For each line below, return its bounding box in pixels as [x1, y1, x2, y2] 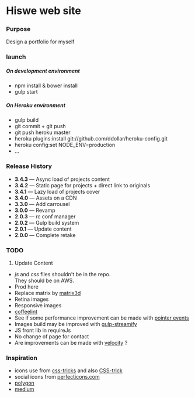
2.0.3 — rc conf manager [14, 212, 76, 220]
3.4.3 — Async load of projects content [14, 176, 110, 183]
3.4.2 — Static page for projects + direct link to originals [14, 181, 151, 188]
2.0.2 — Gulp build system [14, 219, 79, 226]
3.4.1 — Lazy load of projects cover [14, 188, 100, 195]
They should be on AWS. [14, 277, 74, 284]
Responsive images [14, 301, 62, 308]
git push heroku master [14, 129, 71, 136]
